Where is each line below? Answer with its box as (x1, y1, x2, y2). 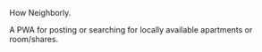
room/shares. (9, 34, 59, 44)
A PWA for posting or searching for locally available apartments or (9, 25, 253, 34)
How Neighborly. (9, 8, 72, 18)
